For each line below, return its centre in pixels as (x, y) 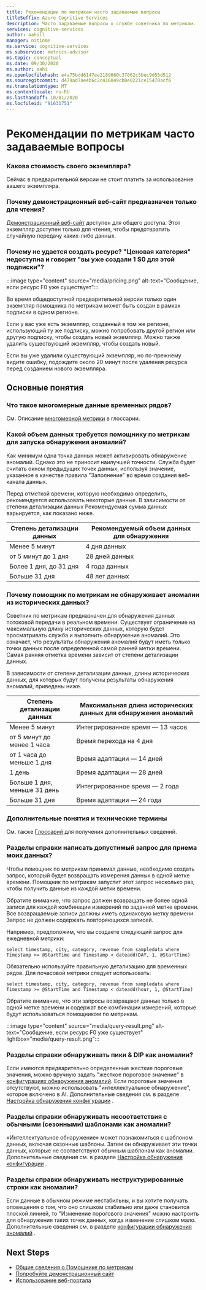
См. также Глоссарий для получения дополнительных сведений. (92, 832)
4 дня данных (106, 546)
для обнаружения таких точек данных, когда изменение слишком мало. (101, 1220)
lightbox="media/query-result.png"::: (53, 1039)
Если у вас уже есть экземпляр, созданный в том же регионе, (88, 324)
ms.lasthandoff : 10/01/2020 (42, 98)
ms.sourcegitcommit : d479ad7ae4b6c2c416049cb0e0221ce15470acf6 (89, 80)
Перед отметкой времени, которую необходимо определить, (87, 493)
